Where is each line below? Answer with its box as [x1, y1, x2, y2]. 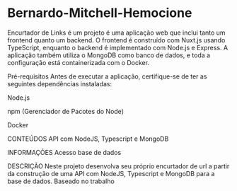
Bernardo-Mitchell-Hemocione [7, 5, 192, 21]
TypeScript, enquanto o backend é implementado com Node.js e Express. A [7, 43, 229, 52]
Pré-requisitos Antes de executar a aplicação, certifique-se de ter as [7, 72, 207, 81]
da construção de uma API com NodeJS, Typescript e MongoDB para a [7, 169, 215, 178]
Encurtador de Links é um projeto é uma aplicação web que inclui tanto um [7, 28, 226, 37]
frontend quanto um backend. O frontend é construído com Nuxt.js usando [7, 35, 226, 44]
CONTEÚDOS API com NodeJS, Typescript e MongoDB [7, 134, 169, 143]
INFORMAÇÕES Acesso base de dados [7, 148, 122, 156]
